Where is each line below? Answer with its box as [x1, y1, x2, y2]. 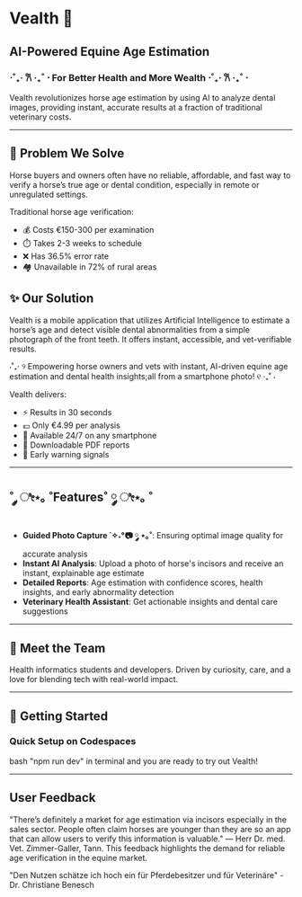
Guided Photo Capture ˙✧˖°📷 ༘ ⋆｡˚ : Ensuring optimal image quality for [22, 530, 284, 541]
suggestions [22, 606, 69, 617]
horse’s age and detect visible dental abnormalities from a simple [9, 324, 250, 335]
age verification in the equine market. [9, 852, 148, 863]
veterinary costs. [9, 111, 72, 122]
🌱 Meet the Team [9, 640, 106, 655]
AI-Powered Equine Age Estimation [9, 44, 210, 59]
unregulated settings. [9, 189, 88, 200]
